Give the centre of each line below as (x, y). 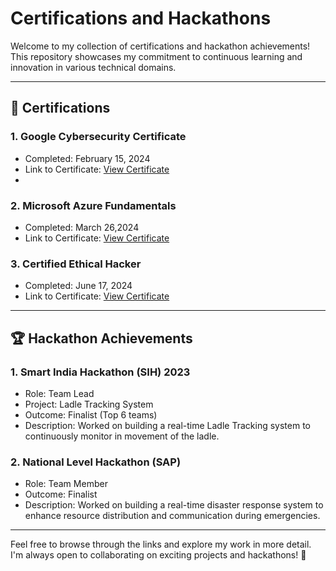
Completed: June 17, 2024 (78, 286)
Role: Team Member (66, 484)
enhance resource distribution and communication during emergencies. (172, 516)
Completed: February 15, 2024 (87, 158)
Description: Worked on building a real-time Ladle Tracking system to (167, 425)
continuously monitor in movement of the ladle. (122, 436)
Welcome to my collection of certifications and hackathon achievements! (160, 46)
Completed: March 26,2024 (82, 227)
